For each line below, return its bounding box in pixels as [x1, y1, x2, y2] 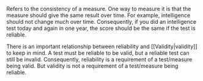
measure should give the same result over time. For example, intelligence [6, 12, 191, 19]
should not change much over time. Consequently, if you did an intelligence [6, 18, 197, 25]
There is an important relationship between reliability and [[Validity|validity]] [6, 43, 197, 50]
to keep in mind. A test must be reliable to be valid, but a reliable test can [6, 49, 190, 57]
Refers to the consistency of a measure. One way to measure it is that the [6, 5, 191, 12]
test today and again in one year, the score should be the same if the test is [6, 24, 196, 32]
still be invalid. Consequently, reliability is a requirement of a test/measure [6, 56, 193, 63]
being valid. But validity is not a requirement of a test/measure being [6, 62, 179, 69]
